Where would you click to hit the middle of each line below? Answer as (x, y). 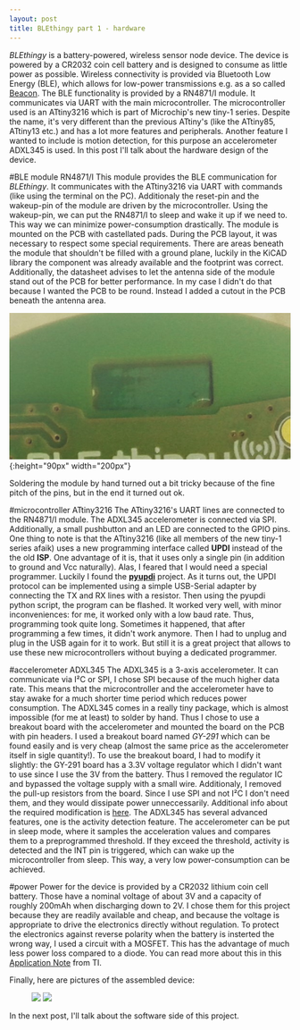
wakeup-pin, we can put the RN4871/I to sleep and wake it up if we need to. (149, 215)
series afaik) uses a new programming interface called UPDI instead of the (146, 548)
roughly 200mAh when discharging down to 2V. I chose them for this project (150, 906)
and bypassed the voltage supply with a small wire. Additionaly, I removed (146, 784)
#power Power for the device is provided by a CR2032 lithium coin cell (139, 887)
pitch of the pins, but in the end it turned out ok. (97, 493)
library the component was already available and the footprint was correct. (146, 262)
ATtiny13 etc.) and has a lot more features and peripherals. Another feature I (149, 131)
